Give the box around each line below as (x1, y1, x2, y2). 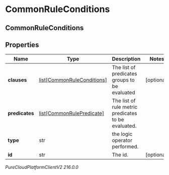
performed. (112, 143, 139, 150)
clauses (8, 76, 27, 83)
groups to (112, 76, 135, 83)
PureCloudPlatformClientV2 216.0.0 (5, 164, 79, 170)
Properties (5, 40, 39, 49)
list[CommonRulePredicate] (39, 110, 105, 117)
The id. (112, 151, 128, 158)
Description (112, 55, 141, 62)
